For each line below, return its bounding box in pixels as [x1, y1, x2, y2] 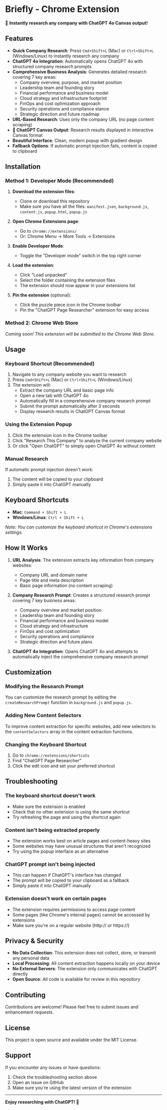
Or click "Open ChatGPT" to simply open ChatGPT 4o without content [12, 443, 156, 449]
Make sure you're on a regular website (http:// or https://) [12, 922, 130, 928]
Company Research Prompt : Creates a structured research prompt [12, 592, 151, 598]
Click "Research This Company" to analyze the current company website [12, 437, 162, 443]
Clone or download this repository [19, 198, 90, 204]
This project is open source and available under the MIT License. [5, 1036, 138, 1043]
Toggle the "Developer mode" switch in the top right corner [19, 253, 142, 259]
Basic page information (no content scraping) [19, 582, 113, 588]
